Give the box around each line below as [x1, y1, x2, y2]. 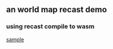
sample [6, 35, 24, 43]
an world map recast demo [6, 5, 107, 15]
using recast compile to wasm [6, 22, 95, 31]
